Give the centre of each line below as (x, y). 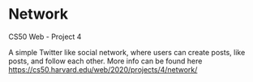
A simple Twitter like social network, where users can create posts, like (127, 52)
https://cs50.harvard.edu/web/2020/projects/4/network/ (103, 69)
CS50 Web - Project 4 (45, 37)
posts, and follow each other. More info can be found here (105, 61)
